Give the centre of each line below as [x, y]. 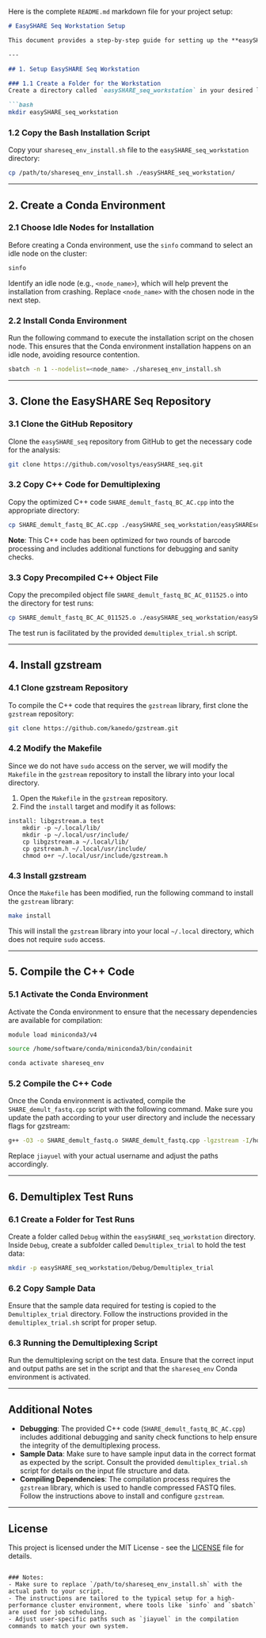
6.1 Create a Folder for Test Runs [72, 1219]
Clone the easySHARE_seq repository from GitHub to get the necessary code [130, 441]
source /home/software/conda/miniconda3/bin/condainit [101, 1049]
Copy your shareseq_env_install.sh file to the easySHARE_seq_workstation [129, 150]
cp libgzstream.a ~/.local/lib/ [76, 842]
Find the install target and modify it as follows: [98, 806]
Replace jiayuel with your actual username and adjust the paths [114, 1156]
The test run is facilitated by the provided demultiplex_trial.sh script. [123, 633]
